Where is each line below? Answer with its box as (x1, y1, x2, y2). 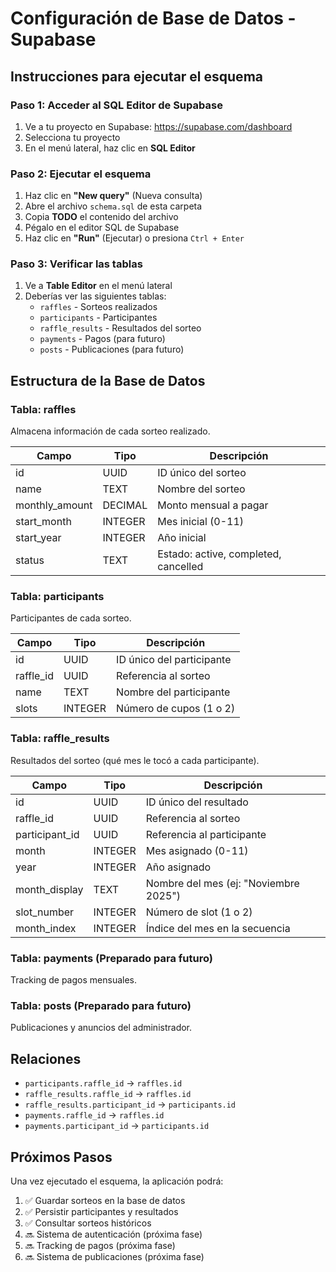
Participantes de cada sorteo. (10, 612, 132, 624)
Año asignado (145, 860, 212, 874)
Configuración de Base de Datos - (10, 7, 297, 30)
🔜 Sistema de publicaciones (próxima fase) (24, 1250, 205, 1262)
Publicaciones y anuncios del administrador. (10, 1022, 193, 1034)
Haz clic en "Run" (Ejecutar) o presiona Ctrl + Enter (24, 232, 245, 244)
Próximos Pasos (10, 1148, 113, 1166)
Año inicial (157, 531, 207, 545)
